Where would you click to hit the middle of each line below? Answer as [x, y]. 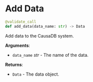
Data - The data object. [36, 74]
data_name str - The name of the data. [50, 55]
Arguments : [18, 45]
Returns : [14, 64]
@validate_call [21, 22]
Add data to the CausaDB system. [40, 36]
